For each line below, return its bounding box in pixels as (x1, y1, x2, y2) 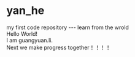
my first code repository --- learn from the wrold (6, 24, 129, 31)
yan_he (6, 4, 45, 18)
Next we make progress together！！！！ (6, 44, 112, 51)
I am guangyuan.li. (6, 36, 53, 44)
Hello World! (6, 30, 38, 37)
